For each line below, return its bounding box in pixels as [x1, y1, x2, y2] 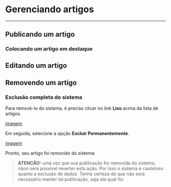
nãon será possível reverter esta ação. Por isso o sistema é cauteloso [17, 166, 164, 172]
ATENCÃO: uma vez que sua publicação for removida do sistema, [17, 160, 156, 166]
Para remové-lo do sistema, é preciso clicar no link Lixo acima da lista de [5, 105, 159, 112]
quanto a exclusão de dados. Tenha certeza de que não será [17, 171, 145, 177]
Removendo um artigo [5, 78, 77, 87]
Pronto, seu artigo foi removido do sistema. [5, 150, 96, 156]
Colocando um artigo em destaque [5, 45, 93, 52]
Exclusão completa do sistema [5, 93, 82, 100]
